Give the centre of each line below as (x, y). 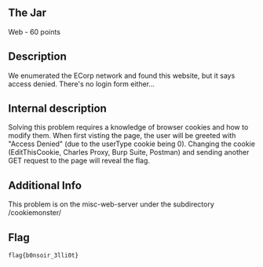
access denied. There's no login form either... (82, 84)
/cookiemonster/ (35, 213)
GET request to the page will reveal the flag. (79, 161)
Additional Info (45, 185)
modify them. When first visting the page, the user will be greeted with (122, 136)
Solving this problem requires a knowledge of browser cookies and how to (128, 127)
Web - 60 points (35, 31)
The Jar (27, 13)
